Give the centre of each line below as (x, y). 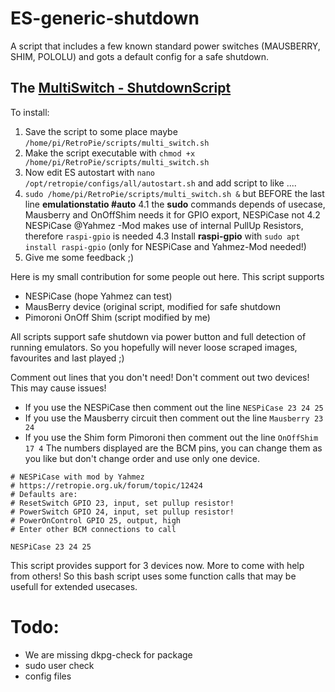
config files (48, 676)
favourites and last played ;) (67, 358)
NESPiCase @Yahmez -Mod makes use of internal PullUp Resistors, (164, 225)
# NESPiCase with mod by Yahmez (77, 477)
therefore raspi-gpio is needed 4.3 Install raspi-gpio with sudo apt (162, 236)
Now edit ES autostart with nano (90, 172)
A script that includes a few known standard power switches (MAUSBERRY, (165, 46)
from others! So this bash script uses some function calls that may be (153, 576)
